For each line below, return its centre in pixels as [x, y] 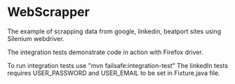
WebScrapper [48, 12]
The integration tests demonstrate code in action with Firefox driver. [105, 52]
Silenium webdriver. [36, 38]
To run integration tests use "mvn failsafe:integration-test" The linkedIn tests [118, 65]
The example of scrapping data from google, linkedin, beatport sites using [114, 31]
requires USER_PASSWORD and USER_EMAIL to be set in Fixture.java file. [114, 73]
